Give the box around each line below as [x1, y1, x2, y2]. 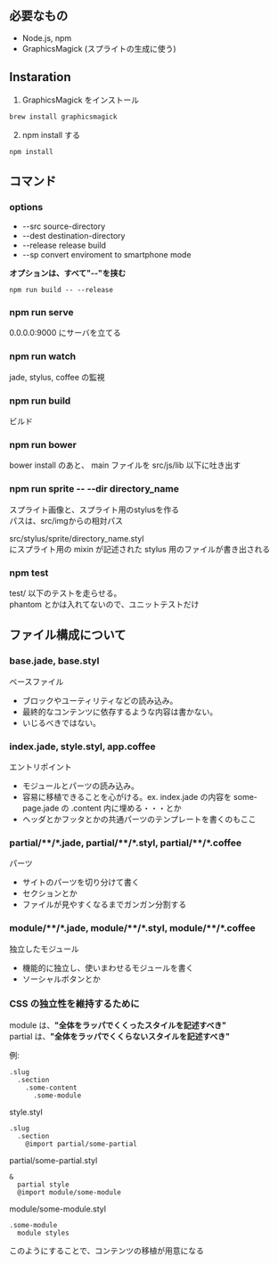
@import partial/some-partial [25, 1139, 138, 1148]
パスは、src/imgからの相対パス [9, 515, 123, 526]
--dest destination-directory [21, 231, 126, 241]
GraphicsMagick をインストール [21, 94, 140, 105]
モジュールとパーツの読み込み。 [21, 780, 140, 791]
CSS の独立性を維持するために [9, 998, 140, 1010]
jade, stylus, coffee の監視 [9, 371, 105, 382]
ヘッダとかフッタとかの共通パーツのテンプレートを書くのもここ [21, 813, 257, 824]
